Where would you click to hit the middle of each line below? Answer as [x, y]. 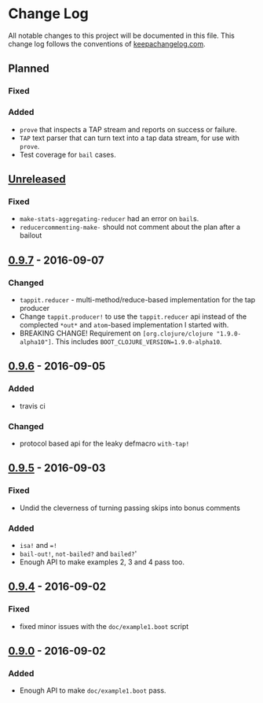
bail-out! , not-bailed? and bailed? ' [78, 553]
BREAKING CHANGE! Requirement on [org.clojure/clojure [116, 333]
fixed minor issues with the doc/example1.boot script [104, 626]
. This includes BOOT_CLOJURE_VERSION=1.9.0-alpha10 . [137, 341]
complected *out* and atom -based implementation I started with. [124, 324]
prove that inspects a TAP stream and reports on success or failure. [128, 129]
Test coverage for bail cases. [68, 154]
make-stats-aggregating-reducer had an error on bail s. [109, 219]
